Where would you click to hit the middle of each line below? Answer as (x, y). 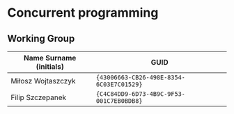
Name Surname (50, 58)
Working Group (41, 39)
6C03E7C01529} (119, 84)
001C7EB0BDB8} (119, 101)
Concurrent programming (83, 13)
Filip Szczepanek (39, 97)
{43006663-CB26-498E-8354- (141, 78)
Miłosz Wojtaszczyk (43, 81)
